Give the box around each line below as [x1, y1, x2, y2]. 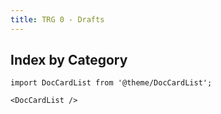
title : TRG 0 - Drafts [10, 14, 105, 25]
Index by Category [10, 52, 128, 69]
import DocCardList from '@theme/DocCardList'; [10, 78, 213, 88]
